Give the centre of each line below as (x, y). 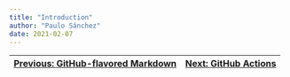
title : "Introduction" (51, 17)
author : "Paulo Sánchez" (55, 26)
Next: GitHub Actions (231, 64)
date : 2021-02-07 (41, 34)
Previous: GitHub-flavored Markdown (95, 64)
